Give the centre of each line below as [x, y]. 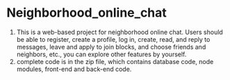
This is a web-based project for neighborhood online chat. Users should [120, 32]
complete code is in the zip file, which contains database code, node [115, 61]
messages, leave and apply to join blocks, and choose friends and [111, 47]
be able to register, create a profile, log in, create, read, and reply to [113, 39]
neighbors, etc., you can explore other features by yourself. [101, 54]
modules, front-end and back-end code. [74, 69]
